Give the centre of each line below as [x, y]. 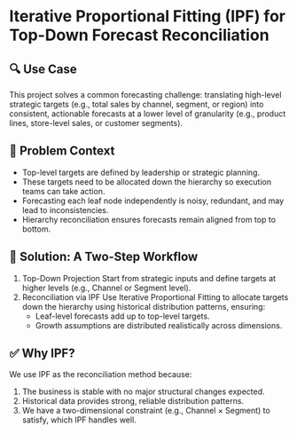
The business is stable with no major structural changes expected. [143, 391]
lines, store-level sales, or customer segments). [96, 123]
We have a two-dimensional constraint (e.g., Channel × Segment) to [146, 411]
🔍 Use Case [43, 69]
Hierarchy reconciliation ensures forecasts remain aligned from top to [149, 219]
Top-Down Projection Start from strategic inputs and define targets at [149, 278]
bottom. [36, 229]
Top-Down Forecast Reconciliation [139, 35]
